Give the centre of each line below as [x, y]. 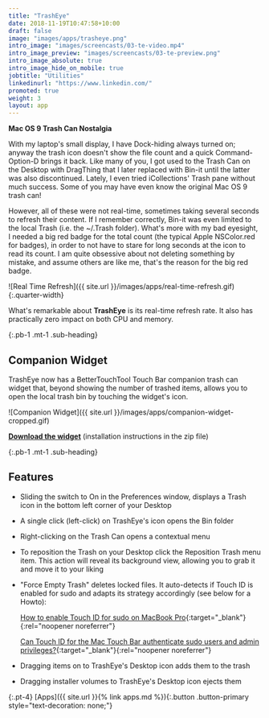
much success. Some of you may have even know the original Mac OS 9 [128, 187]
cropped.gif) [29, 420]
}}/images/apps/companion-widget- [174, 412]
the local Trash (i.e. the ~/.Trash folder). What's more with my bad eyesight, [133, 228]
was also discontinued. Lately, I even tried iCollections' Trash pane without [132, 179]
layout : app [28, 105]
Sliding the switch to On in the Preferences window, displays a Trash [133, 497]
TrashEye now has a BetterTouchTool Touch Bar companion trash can [123, 379]
